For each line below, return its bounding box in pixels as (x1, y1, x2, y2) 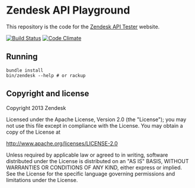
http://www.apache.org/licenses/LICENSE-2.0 (6, 140, 118, 147)
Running (6, 51, 38, 62)
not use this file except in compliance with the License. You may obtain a (6, 122, 183, 129)
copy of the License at (6, 128, 61, 135)
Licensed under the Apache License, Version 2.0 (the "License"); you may (6, 116, 187, 123)
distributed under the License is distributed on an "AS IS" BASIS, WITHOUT (6, 157, 189, 164)
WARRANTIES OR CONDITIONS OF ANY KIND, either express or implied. (6, 164, 182, 171)
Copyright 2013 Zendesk (6, 104, 66, 111)
